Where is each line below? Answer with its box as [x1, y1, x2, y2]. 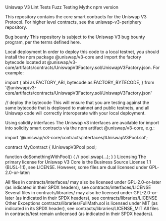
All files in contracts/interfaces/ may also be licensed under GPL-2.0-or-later [5, 179, 162, 185]
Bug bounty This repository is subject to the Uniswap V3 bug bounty [5, 34, 145, 40]
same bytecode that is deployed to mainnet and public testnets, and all [5, 105, 150, 110]
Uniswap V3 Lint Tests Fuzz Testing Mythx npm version [5, 4, 119, 10]
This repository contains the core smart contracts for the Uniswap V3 [5, 14, 147, 19]
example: [5, 70, 24, 76]
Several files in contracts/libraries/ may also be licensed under [5, 190, 133, 195]
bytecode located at [5, 59, 46, 65]
